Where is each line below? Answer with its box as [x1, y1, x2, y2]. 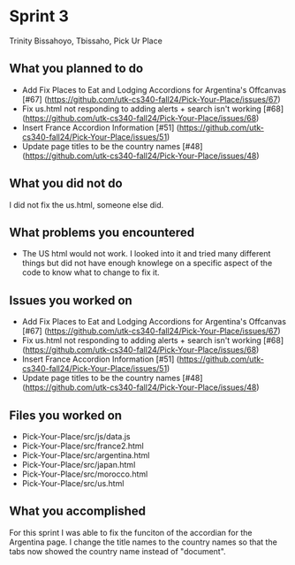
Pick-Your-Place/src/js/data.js [21, 431, 131, 441]
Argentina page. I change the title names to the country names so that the [9, 537, 278, 547]
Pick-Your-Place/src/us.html [21, 478, 125, 488]
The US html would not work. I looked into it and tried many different [21, 248, 271, 259]
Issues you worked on [9, 293, 132, 308]
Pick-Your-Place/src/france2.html [21, 440, 144, 451]
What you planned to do [9, 61, 144, 76]
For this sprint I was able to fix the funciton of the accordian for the [9, 527, 253, 538]
